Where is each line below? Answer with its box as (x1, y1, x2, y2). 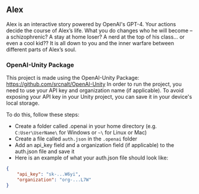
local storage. (6, 99, 40, 107)
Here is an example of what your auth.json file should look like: (14, 154, 168, 161)
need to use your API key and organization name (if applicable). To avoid (6, 87, 184, 94)
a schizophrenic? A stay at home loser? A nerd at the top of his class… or (6, 33, 185, 40)
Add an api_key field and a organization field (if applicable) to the (14, 142, 174, 149)
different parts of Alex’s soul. (6, 46, 77, 53)
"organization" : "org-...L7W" (17, 177, 92, 183)
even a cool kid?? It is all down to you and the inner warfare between (6, 39, 174, 46)
